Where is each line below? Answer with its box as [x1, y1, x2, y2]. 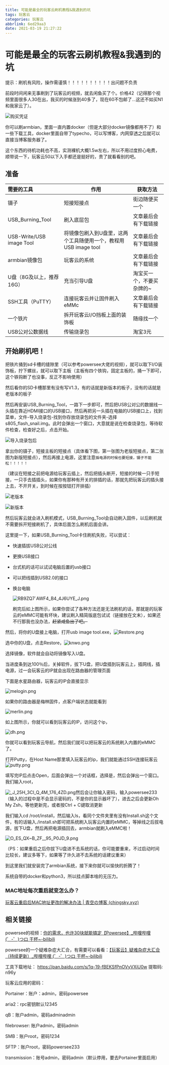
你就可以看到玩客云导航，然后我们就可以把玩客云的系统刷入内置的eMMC [5, 739, 156, 745]
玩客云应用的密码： [5, 980, 45, 986]
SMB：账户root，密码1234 [5, 1033, 60, 1039]
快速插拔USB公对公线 [12, 543, 57, 549]
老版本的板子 [5, 391, 32, 397]
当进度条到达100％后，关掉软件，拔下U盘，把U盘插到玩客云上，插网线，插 [5, 661, 160, 667]
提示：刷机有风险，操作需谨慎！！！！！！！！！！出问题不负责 [5, 79, 137, 85]
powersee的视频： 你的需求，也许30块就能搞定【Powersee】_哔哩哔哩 [5, 930, 151, 936]
